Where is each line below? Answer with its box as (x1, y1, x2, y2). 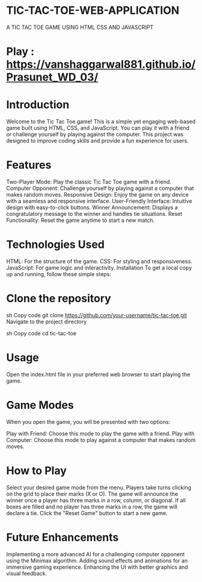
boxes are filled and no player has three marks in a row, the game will (6, 503, 177, 510)
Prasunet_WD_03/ (6, 71, 99, 84)
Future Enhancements (6, 530, 119, 544)
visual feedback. (6, 569, 47, 577)
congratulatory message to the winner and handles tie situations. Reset (6, 210, 183, 217)
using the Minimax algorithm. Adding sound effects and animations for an (6, 557, 188, 564)
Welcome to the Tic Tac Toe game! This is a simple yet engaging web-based (6, 118, 196, 125)
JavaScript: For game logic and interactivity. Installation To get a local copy (6, 264, 192, 271)
